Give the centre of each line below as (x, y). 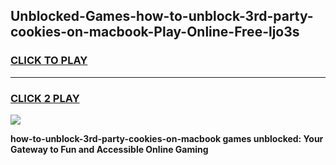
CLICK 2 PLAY (45, 98)
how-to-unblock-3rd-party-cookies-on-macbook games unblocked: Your (167, 138)
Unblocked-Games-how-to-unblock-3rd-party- (162, 16)
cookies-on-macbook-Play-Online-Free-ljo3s (155, 32)
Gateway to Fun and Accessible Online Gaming (109, 149)
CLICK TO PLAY (49, 61)
